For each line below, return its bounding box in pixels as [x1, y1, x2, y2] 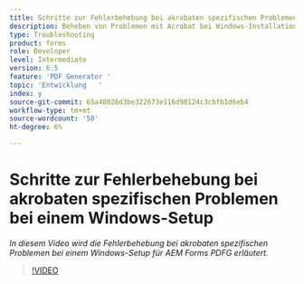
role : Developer [9, 47, 71, 56]
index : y [9, 89, 43, 98]
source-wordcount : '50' [9, 114, 100, 123]
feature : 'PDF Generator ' [9, 72, 111, 81]
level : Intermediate [9, 55, 88, 64]
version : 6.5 [9, 64, 59, 73]
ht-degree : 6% [9, 123, 63, 132]
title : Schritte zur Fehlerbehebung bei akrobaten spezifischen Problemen [9, 13, 298, 23]
